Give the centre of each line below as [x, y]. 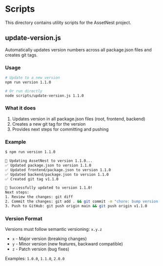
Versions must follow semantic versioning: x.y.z [54, 229]
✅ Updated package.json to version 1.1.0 [48, 165]
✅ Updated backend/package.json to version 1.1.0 [57, 175]
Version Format [24, 219]
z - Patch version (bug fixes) [41, 249]
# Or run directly [24, 91]
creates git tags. [21, 55]
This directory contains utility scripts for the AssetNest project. [68, 22]
